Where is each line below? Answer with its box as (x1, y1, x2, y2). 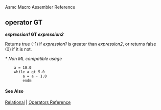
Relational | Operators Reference (5, 99, 71, 105)
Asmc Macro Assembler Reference (5, 4, 75, 10)
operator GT (5, 18, 43, 27)
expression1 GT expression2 (5, 31, 64, 37)
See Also (5, 88, 23, 94)
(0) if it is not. (5, 46, 32, 52)
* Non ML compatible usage (5, 55, 62, 61)
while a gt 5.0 (14, 69, 45, 74)
